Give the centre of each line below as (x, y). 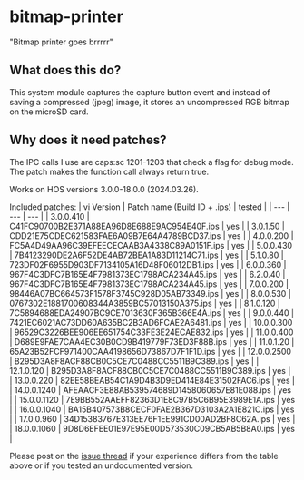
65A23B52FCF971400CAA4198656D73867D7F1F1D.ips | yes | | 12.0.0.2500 (151, 351)
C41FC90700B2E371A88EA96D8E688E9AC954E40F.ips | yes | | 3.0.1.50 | (147, 226)
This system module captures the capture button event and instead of (140, 92)
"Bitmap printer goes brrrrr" (61, 42)
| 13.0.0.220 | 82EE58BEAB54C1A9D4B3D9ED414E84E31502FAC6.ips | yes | (152, 380)
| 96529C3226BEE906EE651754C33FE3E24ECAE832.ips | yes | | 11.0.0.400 (152, 332)
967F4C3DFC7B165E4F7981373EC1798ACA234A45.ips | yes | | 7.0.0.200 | (149, 284)
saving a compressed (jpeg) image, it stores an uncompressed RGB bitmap (150, 102)
